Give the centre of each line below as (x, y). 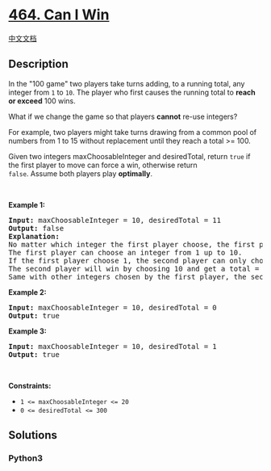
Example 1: (27, 204)
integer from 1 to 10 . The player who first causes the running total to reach (132, 92)
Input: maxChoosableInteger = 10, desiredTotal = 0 (113, 307)
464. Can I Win (59, 15)
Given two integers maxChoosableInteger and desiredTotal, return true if (129, 156)
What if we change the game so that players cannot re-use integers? (123, 116)
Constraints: (30, 385)
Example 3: (27, 331)
